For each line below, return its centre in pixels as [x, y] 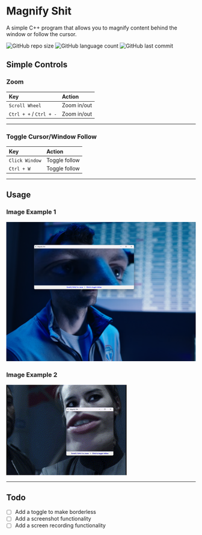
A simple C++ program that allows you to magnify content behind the [92, 28]
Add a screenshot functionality [53, 519]
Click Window [25, 161]
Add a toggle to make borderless [55, 512]
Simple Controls [37, 65]
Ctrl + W [20, 169]
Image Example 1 [31, 212]
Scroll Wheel [25, 106]
